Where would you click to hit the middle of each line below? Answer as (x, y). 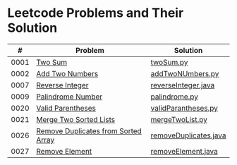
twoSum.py (169, 62)
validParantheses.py (184, 108)
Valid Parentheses (66, 108)
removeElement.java (184, 151)
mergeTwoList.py (179, 119)
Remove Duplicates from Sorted (89, 130)
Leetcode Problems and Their (96, 13)
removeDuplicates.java (188, 135)
